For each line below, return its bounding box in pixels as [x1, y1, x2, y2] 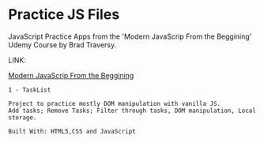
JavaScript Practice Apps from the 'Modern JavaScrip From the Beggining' [8, 32, 252, 41]
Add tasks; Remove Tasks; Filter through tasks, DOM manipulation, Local [8, 107, 257, 115]
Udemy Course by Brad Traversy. [8, 40, 117, 49]
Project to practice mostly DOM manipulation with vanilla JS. [8, 100, 221, 107]
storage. [8, 113, 37, 122]
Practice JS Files [8, 6, 120, 24]
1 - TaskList [8, 85, 51, 94]
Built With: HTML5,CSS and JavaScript [8, 127, 136, 135]
